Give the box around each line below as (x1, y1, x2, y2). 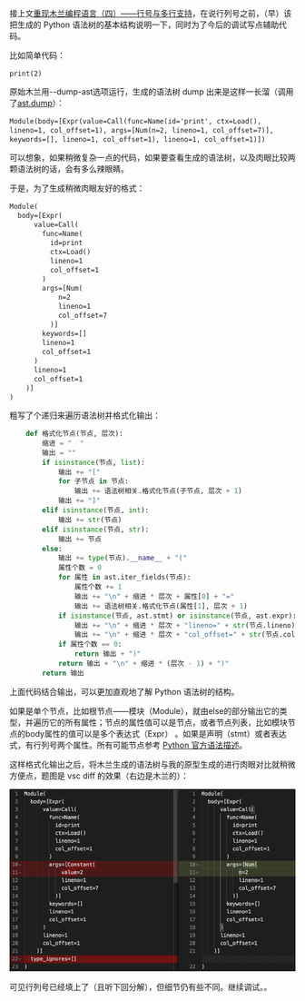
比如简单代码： (9, 50, 65, 61)
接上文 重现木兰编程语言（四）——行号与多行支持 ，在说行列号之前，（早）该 (9, 8, 292, 18)
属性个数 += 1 (74, 582, 123, 591)
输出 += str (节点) (57, 515, 123, 524)
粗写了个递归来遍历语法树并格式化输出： (9, 410, 161, 421)
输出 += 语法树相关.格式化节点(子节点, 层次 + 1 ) (74, 487, 242, 496)
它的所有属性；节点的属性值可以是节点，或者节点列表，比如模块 (48, 717, 288, 728)
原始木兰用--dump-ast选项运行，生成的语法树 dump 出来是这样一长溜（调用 (9, 86, 294, 97)
